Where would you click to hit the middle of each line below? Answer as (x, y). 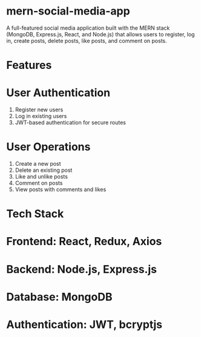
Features (29, 65)
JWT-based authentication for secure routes (70, 123)
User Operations (48, 147)
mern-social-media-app (68, 11)
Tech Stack (35, 214)
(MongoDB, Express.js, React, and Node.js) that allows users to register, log (100, 34)
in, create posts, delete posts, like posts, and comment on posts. (87, 41)
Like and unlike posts (41, 176)
